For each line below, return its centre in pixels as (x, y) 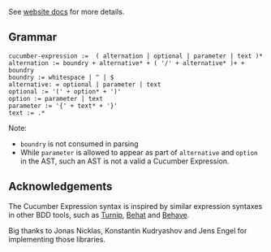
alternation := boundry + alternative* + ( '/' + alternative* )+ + (127, 63)
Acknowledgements (60, 187)
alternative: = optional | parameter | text (85, 85)
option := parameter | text (56, 98)
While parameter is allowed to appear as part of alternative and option (139, 152)
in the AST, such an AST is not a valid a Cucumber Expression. (125, 161)
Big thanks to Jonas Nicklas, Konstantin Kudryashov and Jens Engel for (128, 230)
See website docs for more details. (67, 12)
